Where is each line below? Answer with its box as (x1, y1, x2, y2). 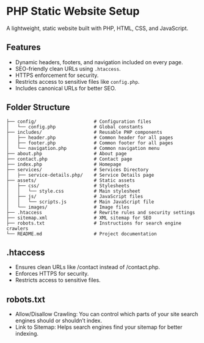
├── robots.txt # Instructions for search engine (6, 220, 182, 226)
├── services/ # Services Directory (6, 166, 149, 172)
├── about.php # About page (6, 150, 127, 157)
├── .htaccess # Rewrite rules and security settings (6, 209, 195, 215)
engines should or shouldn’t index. (15, 317, 103, 325)
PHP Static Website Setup (6, 4, 140, 18)
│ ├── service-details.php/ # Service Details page (6, 172, 155, 178)
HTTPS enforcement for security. (15, 72, 99, 79)
